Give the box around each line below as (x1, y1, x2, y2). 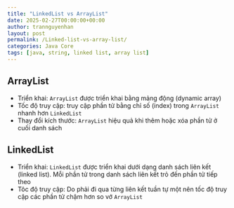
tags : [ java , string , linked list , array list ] (7, 50, 150, 57)
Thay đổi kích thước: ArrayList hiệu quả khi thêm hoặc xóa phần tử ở (17, 116, 218, 125)
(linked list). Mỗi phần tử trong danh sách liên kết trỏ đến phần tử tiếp (17, 169, 218, 179)
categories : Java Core (7, 43, 74, 50)
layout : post (7, 29, 46, 37)
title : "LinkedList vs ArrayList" (7, 10, 109, 18)
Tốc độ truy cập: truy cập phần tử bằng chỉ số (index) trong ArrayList (17, 101, 219, 109)
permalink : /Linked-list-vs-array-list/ (7, 36, 128, 43)
